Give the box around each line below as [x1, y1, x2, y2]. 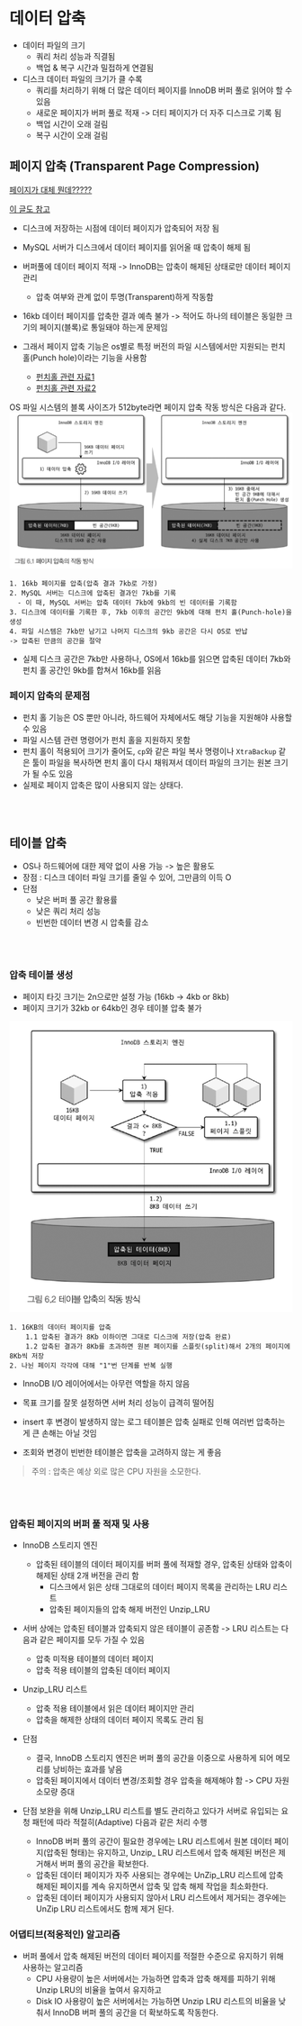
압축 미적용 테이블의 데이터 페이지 [35, 1654, 155, 1665]
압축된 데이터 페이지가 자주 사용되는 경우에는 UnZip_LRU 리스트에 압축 [35, 1870, 284, 1881]
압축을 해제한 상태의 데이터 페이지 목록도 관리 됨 [35, 1714, 204, 1725]
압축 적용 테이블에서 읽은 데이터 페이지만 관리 [35, 1703, 195, 1714]
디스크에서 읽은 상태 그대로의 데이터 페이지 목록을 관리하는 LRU [49, 1582, 271, 1593]
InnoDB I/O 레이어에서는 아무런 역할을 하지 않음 [22, 1378, 191, 1389]
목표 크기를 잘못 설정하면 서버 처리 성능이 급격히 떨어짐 [22, 1397, 215, 1408]
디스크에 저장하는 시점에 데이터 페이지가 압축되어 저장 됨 [22, 223, 220, 233]
